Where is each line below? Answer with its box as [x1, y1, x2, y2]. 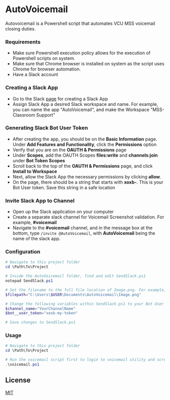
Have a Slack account [12, 71, 58, 78]
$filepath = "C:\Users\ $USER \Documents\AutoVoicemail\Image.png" [5, 292, 142, 297]
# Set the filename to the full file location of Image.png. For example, [5, 287, 166, 293]
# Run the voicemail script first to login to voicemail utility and [5, 357, 155, 362]
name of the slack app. [12, 236, 61, 242]
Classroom [12, 112, 35, 118]
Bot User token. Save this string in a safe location [12, 184, 115, 191]
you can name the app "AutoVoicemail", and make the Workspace [12, 106, 150, 113]
